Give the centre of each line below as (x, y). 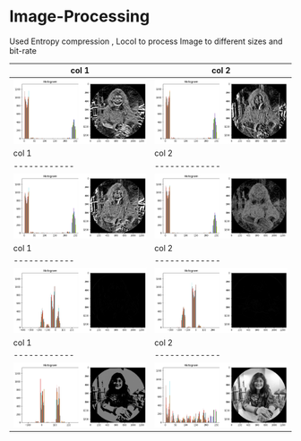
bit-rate (23, 50)
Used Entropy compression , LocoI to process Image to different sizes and (146, 41)
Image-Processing (80, 17)
